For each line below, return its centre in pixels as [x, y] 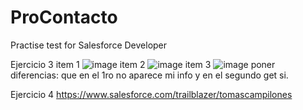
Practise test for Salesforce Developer [89, 45]
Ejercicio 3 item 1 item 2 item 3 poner [143, 64]
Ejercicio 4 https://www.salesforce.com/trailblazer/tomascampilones [151, 94]
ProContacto [64, 17]
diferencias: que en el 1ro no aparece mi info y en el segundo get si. [149, 75]
